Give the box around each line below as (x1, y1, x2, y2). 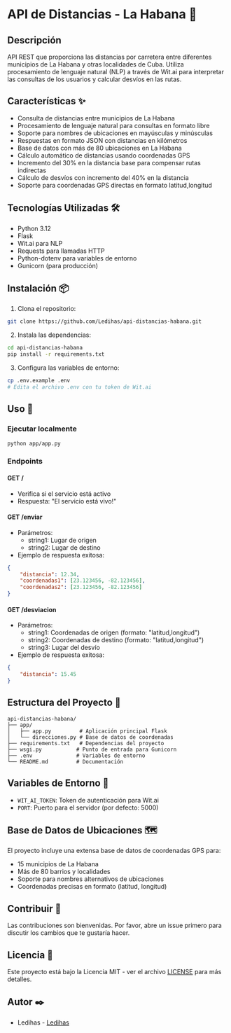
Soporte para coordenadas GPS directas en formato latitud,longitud (17, 181, 212, 189)
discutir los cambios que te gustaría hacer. (7, 929, 130, 937)
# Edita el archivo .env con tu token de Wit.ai (7, 383, 152, 391)
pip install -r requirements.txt (7, 351, 105, 358)
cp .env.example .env (7, 377, 71, 384)
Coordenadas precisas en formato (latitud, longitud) (17, 882, 167, 891)
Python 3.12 (17, 224, 51, 233)
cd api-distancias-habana (7, 345, 83, 352)
